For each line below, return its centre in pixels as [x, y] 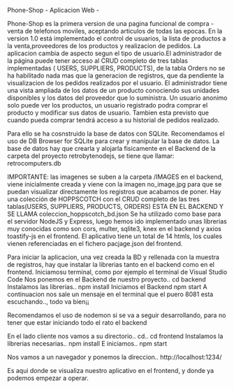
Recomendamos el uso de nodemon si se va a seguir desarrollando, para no [117, 315]
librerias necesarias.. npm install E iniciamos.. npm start [87, 344]
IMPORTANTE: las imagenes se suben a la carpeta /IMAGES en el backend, [115, 177]
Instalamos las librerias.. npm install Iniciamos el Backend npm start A [107, 287]
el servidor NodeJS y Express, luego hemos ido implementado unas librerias [117, 221]
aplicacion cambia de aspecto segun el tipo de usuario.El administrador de [115, 53]
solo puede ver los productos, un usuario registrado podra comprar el [108, 105]
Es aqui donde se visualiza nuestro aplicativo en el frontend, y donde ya [111, 370]
